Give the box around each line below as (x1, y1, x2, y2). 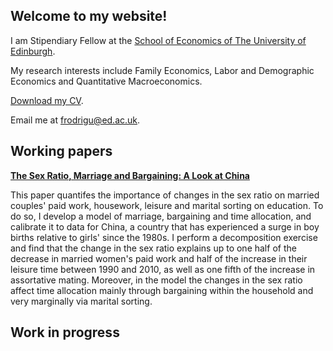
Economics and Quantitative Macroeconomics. (10, 75, 203, 87)
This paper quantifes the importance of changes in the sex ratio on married (10, 189, 320, 201)
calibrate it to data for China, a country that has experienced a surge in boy (10, 220, 320, 233)
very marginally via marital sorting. (10, 295, 153, 307)
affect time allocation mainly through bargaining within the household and (10, 284, 314, 296)
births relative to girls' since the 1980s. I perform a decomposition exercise (10, 231, 318, 243)
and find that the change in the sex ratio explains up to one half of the (10, 242, 297, 254)
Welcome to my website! (10, 8, 168, 25)
